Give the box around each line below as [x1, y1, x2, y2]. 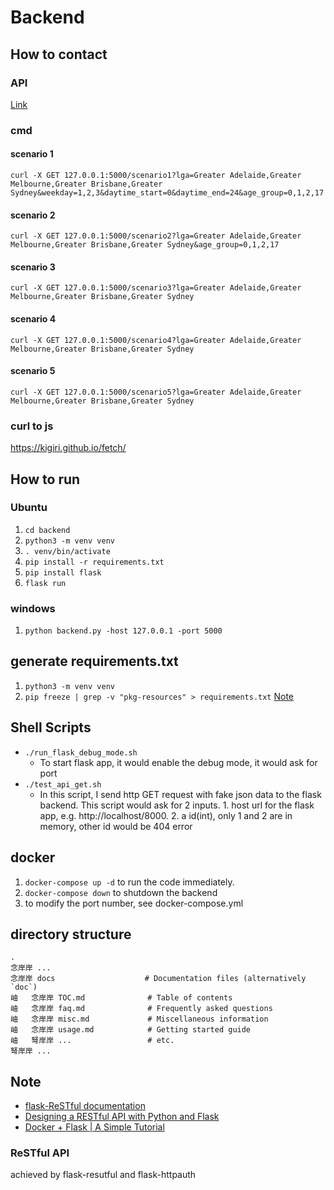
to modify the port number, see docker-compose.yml [24, 897, 244, 909]
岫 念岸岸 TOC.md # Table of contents [10, 993, 233, 1003]
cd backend [24, 525, 71, 535]
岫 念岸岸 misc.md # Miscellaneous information [10, 1014, 269, 1025]
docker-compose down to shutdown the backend [24, 886, 218, 898]
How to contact [10, 46, 108, 63]
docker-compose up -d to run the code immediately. [24, 876, 235, 888]
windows [10, 601, 56, 615]
